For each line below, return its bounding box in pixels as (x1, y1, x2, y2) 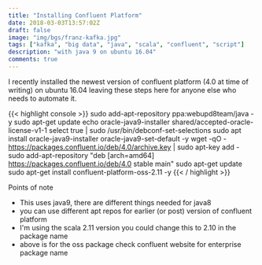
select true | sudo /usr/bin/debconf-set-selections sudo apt (48, 125, 242, 134)
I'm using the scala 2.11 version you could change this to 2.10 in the (19, 223, 237, 232)
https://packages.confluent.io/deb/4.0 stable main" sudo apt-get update (8, 159, 242, 168)
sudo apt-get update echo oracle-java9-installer (13, 117, 171, 127)
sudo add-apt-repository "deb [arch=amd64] (8, 150, 155, 160)
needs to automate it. (8, 94, 77, 103)
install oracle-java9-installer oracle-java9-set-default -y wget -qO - (8, 134, 227, 143)
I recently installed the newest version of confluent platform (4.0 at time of (8, 76, 249, 86)
